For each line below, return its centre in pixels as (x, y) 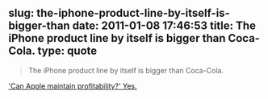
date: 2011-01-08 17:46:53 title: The (164, 26)
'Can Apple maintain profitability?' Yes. (73, 86)
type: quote (67, 51)
